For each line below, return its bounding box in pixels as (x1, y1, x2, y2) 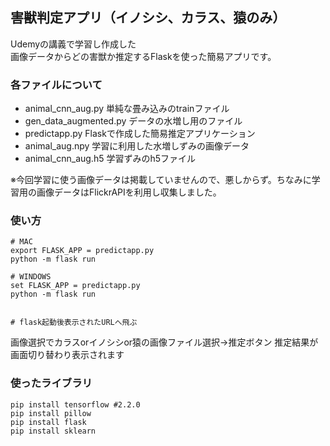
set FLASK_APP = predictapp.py (10, 281, 141, 291)
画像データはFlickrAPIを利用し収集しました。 (36, 186, 222, 198)
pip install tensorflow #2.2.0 (10, 399, 141, 410)
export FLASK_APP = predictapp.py (10, 246, 155, 256)
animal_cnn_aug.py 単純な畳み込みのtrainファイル (24, 103, 230, 115)
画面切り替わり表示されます (10, 349, 125, 361)
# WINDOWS (10, 272, 52, 282)
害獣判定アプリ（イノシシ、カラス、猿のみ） (10, 9, 287, 27)
